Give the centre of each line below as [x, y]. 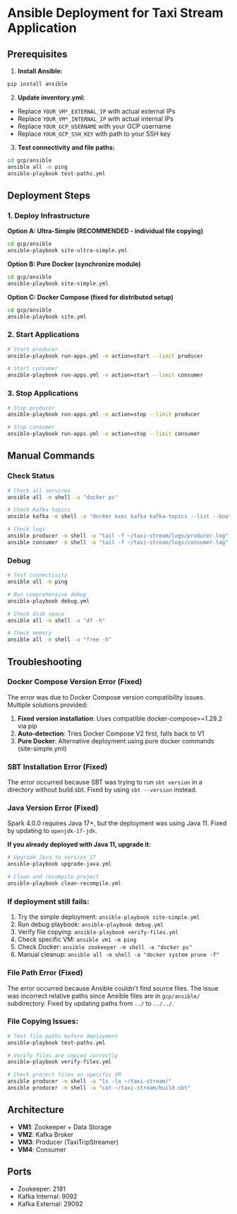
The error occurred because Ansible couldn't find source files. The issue [113, 988]
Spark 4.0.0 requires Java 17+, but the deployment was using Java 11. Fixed [117, 823]
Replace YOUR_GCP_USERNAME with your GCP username [94, 126]
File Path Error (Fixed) [45, 973]
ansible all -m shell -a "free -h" [60, 640]
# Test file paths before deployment [63, 1036]
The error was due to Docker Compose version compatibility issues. [106, 697]
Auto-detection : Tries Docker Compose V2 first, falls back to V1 [111, 733]
